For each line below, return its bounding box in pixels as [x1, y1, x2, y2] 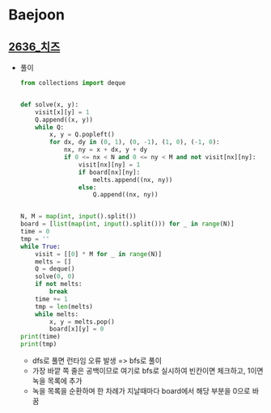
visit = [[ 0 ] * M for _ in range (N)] [35, 250, 163, 258]
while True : [19, 242, 61, 251]
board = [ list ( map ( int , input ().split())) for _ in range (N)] [19, 220, 235, 228]
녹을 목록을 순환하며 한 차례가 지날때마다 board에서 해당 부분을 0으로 [32, 386, 251, 395]
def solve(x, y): [19, 100, 79, 108]
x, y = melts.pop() [49, 318, 115, 326]
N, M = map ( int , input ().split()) [19, 213, 137, 221]
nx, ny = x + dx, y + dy [63, 145, 148, 154]
